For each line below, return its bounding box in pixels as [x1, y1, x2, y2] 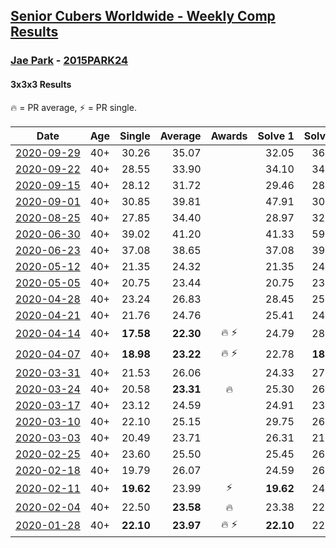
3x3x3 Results [10, 78, 72, 90]
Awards [210, 129, 248, 143]
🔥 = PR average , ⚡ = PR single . [10, 101, 137, 113]
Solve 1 [257, 129, 295, 143]
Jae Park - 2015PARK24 [10, 54, 129, 68]
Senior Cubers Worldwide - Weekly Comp [10, 8, 276, 25]
